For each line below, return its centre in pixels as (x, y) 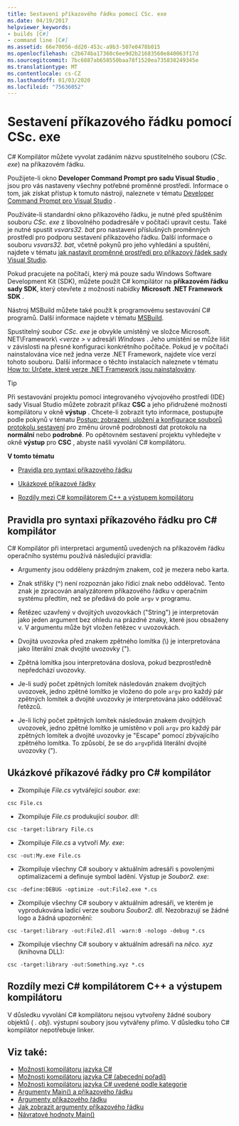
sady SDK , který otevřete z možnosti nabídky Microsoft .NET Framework (115, 289)
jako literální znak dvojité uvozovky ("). (74, 649)
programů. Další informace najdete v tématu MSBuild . (86, 318)
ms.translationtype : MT (43, 67)
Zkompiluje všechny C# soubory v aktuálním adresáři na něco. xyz (115, 944)
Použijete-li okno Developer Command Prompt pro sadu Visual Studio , (113, 178)
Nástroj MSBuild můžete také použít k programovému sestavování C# (109, 310)
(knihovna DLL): (41, 952)
